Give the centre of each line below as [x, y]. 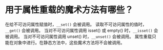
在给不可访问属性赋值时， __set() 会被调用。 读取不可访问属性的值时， [76, 24]
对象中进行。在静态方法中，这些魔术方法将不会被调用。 [69, 42]
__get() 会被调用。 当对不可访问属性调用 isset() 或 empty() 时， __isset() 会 [82, 30]
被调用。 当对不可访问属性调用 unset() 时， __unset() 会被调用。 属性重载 [79, 36]
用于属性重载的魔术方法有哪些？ [69, 10]
